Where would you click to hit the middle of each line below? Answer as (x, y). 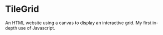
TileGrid (22, 9)
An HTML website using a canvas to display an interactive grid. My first (78, 23)
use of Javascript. (37, 28)
